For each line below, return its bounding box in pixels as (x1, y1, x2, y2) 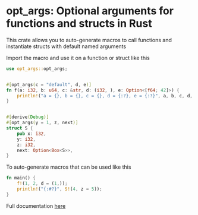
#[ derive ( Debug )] (6, 114, 49, 120)
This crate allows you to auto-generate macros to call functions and (6, 36, 172, 43)
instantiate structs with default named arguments (6, 43, 127, 50)
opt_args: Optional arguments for (6, 4, 174, 18)
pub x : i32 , (17, 131, 46, 137)
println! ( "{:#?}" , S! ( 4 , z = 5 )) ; (17, 186, 102, 192)
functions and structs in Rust (6, 17, 153, 30)
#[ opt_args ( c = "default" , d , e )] (6, 81, 92, 87)
